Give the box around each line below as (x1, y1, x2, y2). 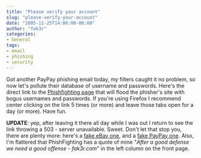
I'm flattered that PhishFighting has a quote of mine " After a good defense (6, 138, 190, 145)
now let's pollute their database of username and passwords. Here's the (6, 82, 185, 89)
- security (6, 59, 34, 65)
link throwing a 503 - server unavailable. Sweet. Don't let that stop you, (6, 126, 182, 133)
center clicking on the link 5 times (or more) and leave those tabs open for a (6, 101, 194, 108)
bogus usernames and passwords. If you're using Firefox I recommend (6, 94, 181, 102)
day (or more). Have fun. (6, 108, 67, 115)
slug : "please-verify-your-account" (6, 14, 98, 20)
